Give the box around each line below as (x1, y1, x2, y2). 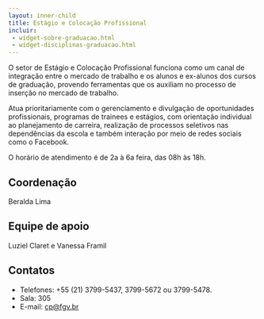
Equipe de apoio (8, 220, 90, 233)
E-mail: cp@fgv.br (19, 302, 79, 311)
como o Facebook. (8, 137, 70, 147)
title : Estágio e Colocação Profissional (8, 19, 147, 27)
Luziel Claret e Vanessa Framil (8, 240, 107, 250)
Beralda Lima (8, 196, 52, 206)
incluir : (8, 26, 37, 34)
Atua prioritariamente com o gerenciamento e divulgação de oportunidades (8, 104, 254, 113)
